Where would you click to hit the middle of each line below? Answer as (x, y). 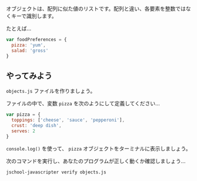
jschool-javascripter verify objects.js (56, 172)
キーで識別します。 (34, 16)
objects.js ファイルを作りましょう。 (51, 91)
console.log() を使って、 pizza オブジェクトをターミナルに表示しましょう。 (98, 148)
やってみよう (29, 76)
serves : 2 (23, 131)
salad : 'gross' (30, 51)
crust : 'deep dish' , (36, 126)
